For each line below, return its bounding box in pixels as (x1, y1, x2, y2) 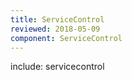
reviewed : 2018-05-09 (10, 24, 101, 34)
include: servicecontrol (10, 61, 105, 73)
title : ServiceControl (10, 14, 105, 25)
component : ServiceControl (10, 33, 123, 43)
